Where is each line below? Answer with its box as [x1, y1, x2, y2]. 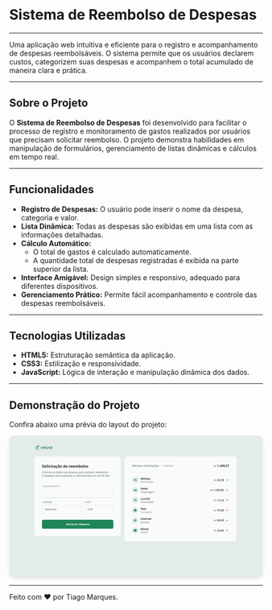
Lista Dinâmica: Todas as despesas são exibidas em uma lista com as [20, 221, 253, 231]
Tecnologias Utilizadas [9, 328, 126, 343]
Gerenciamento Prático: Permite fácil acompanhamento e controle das [20, 290, 258, 299]
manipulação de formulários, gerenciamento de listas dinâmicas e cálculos [9, 143, 257, 153]
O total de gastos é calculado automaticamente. [32, 247, 192, 257]
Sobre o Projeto [9, 97, 89, 110]
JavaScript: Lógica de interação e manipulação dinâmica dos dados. [20, 368, 250, 377]
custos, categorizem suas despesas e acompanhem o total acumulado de [9, 56, 254, 66]
